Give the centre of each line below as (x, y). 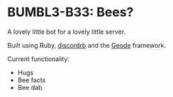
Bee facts (32, 80)
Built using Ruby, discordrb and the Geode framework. (87, 45)
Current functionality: (38, 59)
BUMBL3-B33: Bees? (71, 12)
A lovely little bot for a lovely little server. (67, 32)
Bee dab (30, 87)
